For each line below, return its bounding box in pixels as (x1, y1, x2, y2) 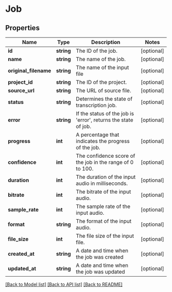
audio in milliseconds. (76, 180, 128, 187)
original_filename (8, 67, 51, 74)
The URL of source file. (76, 87, 132, 94)
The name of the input (76, 64, 130, 71)
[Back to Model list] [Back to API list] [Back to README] (5, 281, 123, 287)
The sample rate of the (76, 203, 131, 210)
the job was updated (76, 268, 125, 275)
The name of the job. (76, 56, 126, 62)
